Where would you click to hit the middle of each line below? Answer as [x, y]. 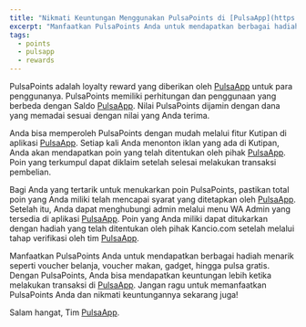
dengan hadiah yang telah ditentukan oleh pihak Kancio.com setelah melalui [152, 228]
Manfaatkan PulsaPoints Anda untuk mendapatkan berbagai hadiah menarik [152, 256]
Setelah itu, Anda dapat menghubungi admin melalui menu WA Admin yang [150, 209]
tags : [20, 35]
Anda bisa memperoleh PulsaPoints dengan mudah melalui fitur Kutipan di [148, 133]
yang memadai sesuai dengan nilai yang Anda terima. [110, 116]
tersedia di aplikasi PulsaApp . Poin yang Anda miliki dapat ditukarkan [139, 219]
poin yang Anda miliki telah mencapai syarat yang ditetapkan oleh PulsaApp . [153, 199]
